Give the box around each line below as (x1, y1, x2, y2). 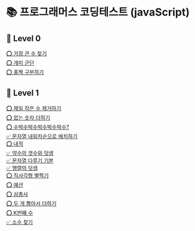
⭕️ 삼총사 (6, 190, 29, 198)
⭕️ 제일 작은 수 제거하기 (6, 104, 61, 112)
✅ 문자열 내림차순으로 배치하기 (6, 133, 78, 140)
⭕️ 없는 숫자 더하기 (6, 114, 51, 121)
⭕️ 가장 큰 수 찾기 (6, 50, 47, 57)
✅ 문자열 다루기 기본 (6, 156, 54, 164)
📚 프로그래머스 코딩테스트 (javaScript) (6, 5, 190, 19)
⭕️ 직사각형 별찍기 (6, 171, 49, 179)
